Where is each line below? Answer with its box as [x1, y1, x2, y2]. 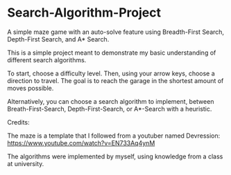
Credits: [7, 118, 30, 126]
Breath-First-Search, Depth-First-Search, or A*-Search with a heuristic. [7, 104, 212, 113]
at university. [7, 159, 44, 167]
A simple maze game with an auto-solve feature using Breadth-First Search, [7, 28, 224, 36]
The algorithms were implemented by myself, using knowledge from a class [7, 152, 223, 160]
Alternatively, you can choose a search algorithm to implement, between [7, 97, 214, 105]
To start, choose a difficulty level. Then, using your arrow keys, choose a [7, 69, 215, 77]
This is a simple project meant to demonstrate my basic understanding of [7, 48, 216, 57]
